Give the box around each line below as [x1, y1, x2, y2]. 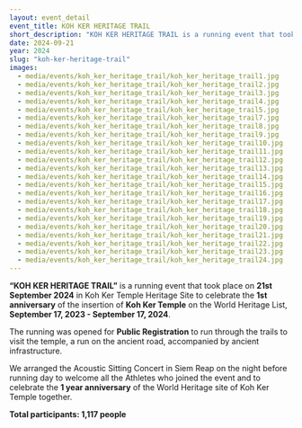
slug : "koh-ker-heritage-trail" [9, 55, 130, 64]
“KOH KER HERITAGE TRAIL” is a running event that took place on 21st [9, 281, 272, 290]
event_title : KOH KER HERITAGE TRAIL [9, 22, 151, 31]
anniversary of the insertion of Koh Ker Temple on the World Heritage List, [9, 299, 288, 310]
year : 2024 [9, 47, 50, 56]
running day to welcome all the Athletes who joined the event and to [9, 372, 261, 383]
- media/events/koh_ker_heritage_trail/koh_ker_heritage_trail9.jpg [17, 130, 280, 139]
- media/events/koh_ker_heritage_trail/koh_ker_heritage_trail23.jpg [17, 247, 283, 256]
